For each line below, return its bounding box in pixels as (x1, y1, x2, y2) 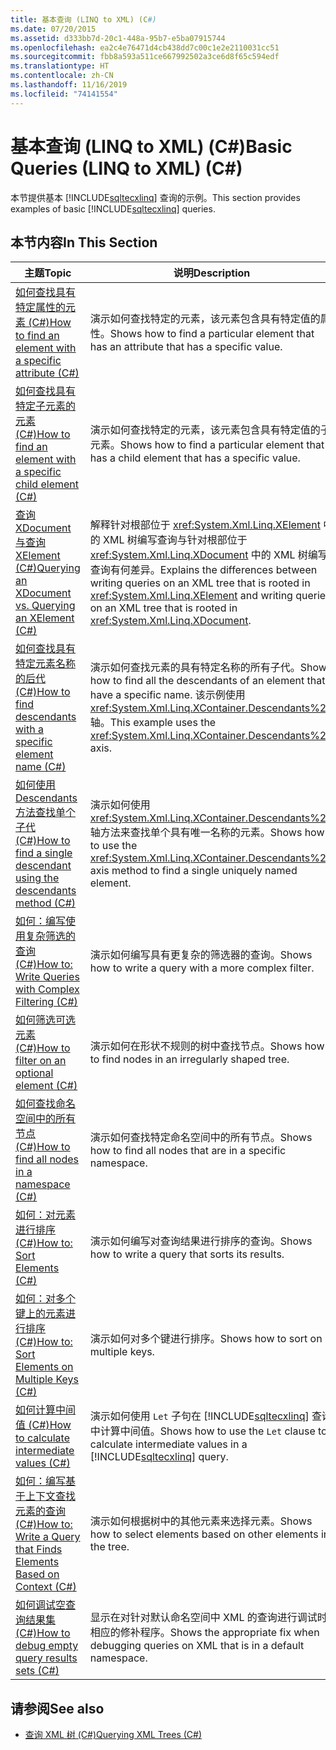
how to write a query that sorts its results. (89, 1247, 285, 1261)
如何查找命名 (15, 1097, 77, 1111)
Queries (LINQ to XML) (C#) (10, 157, 243, 180)
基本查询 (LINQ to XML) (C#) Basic (10, 135, 293, 158)
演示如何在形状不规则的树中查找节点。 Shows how (89, 1039, 325, 1053)
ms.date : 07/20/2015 (10, 24, 97, 34)
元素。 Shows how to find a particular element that (89, 438, 325, 452)
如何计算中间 (15, 1403, 77, 1417)
